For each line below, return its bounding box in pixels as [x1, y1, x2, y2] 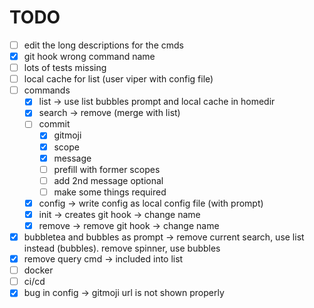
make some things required [53, 186, 167, 198]
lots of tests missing [23, 62, 107, 74]
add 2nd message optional [53, 174, 164, 186]
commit [38, 118, 71, 130]
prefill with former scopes [53, 163, 161, 175]
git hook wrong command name [23, 51, 156, 62]
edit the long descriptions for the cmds [23, 39, 184, 51]
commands [23, 84, 71, 96]
